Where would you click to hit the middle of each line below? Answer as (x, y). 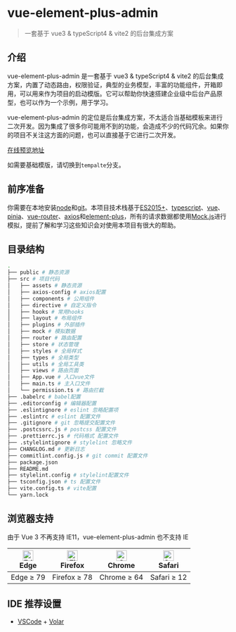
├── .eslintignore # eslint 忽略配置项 (63, 410)
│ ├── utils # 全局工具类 (46, 364)
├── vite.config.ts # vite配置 (52, 488)
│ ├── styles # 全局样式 (45, 351)
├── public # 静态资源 (38, 272)
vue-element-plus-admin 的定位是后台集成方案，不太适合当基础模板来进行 (115, 117)
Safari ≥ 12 (169, 577)
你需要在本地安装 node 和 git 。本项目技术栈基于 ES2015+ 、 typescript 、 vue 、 (116, 207)
